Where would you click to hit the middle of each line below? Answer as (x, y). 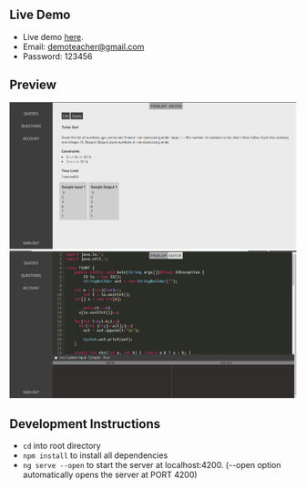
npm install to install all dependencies (95, 455)
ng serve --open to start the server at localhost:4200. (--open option (152, 465)
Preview (33, 85)
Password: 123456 (57, 56)
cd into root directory (62, 446)
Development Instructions (85, 424)
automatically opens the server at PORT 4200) (110, 475)
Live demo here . (53, 36)
